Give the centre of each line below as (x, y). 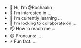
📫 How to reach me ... (32, 29)
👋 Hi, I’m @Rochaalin (31, 8)
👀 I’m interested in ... (30, 13)
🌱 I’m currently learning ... (36, 18)
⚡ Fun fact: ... (23, 41)
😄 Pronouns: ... (26, 36)
